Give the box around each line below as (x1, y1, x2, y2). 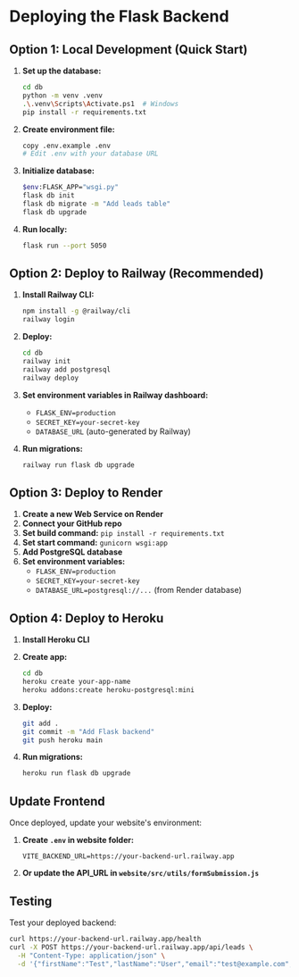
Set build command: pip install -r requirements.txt (21, 528, 225, 539)
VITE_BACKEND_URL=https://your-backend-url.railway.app (21, 852, 235, 861)
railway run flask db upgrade (21, 460, 136, 470)
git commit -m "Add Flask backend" (21, 727, 155, 736)
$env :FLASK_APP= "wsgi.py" (21, 183, 119, 192)
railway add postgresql (21, 364, 112, 374)
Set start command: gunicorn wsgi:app (21, 538, 168, 548)
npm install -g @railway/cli (21, 306, 131, 316)
